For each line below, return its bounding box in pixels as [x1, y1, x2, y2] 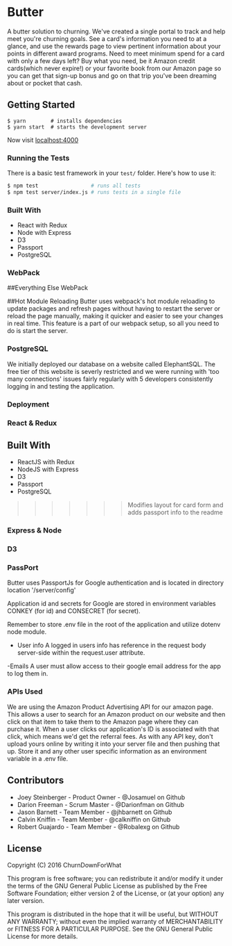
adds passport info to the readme [127, 508, 223, 516]
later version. [7, 897, 45, 905]
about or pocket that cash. [7, 79, 83, 87]
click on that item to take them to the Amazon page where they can [7, 717, 199, 726]
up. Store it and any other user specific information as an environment [7, 747, 207, 755]
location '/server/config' [7, 586, 76, 594]
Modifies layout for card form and [127, 501, 224, 509]
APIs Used [7, 687, 43, 696]
